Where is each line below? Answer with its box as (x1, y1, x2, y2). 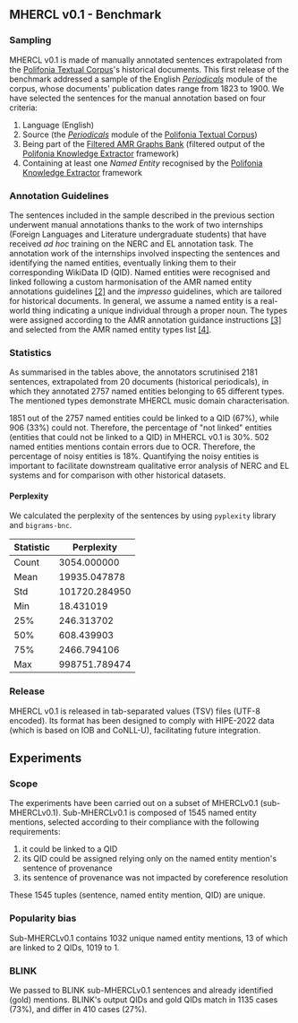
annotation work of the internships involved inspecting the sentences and (9, 247, 280, 258)
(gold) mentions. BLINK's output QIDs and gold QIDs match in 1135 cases (9, 994, 278, 1005)
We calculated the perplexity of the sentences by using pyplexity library (9, 510, 277, 521)
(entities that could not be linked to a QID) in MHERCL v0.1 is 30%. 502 (9, 432, 270, 443)
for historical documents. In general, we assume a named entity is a (9, 295, 259, 306)
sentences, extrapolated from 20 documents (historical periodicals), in (9, 377, 269, 387)
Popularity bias (9, 912, 77, 924)
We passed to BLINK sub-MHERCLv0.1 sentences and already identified (9, 985, 274, 996)
